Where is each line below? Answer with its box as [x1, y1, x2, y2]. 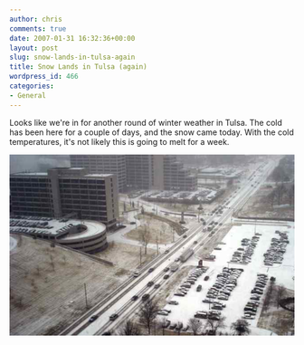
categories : [9, 81, 54, 91]
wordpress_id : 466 [9, 72, 79, 81]
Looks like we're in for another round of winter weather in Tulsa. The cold [9, 117, 282, 128]
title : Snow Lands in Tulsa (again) [9, 62, 147, 72]
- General [9, 91, 47, 100]
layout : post [9, 43, 59, 53]
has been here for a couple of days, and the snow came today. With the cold [9, 127, 294, 138]
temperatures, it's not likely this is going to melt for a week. [9, 136, 230, 147]
